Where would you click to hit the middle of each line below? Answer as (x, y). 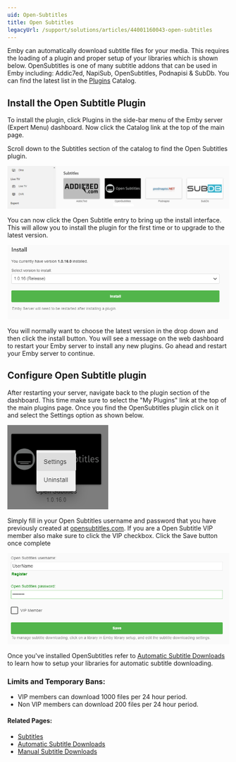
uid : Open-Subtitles (38, 15)
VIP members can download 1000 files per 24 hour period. (103, 697)
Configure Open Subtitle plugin (77, 375)
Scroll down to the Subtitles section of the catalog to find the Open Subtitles (117, 149)
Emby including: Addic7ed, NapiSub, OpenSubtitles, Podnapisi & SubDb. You (118, 73)
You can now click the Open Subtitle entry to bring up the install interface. (114, 220)
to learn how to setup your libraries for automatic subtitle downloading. (110, 663)
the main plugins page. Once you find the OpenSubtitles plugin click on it (113, 407)
